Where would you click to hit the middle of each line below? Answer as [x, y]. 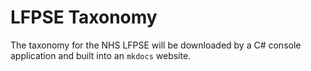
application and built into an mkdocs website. [101, 55]
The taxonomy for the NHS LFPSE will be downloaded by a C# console [156, 45]
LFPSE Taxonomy [84, 17]
